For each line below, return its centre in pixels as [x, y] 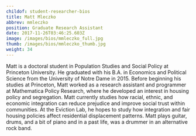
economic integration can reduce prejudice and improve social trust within [96, 103]
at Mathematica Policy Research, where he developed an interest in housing [97, 90]
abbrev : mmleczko [27, 22]
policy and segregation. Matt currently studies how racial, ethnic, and [90, 97]
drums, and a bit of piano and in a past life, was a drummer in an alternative [97, 122]
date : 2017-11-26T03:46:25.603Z [45, 33]
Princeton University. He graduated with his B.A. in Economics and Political [96, 72]
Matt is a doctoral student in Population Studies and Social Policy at [87, 66]
